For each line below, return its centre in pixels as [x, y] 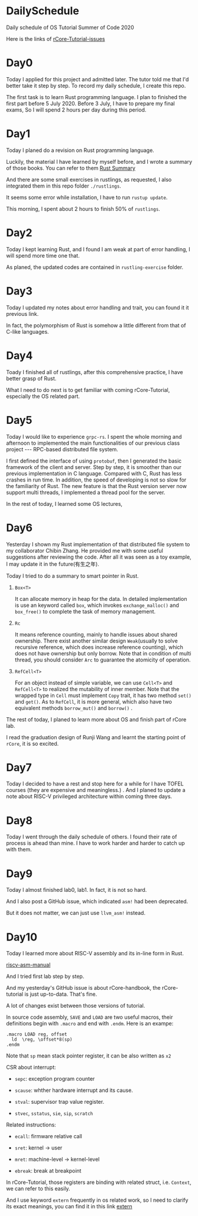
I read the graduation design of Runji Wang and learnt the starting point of [96, 737]
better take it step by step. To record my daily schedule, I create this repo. [96, 85]
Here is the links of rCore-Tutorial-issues [56, 39]
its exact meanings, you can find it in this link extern [69, 1206]
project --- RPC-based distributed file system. [62, 449]
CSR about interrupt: [31, 1068]
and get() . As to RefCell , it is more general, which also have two [93, 701]
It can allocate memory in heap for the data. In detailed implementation [101, 598]
